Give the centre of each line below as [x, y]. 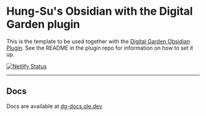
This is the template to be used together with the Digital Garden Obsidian [98, 41]
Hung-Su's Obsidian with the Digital [100, 11]
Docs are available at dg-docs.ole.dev [54, 106]
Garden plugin [43, 24]
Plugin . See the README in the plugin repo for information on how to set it [100, 48]
